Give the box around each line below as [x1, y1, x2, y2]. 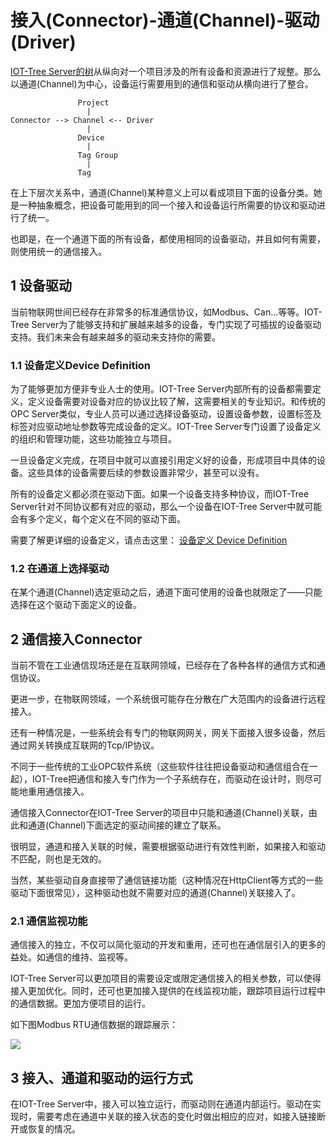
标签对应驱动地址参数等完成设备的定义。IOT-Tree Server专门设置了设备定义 [10, 421, 322, 433]
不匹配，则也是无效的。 [10, 853, 107, 865]
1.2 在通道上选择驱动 [10, 561, 110, 575]
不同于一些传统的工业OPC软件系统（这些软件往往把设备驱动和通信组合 [10, 761, 301, 773]
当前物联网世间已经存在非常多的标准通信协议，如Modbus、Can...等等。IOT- [10, 306, 323, 318]
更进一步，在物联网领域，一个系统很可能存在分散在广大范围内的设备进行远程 [10, 693, 326, 705]
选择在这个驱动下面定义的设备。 [10, 599, 142, 611]
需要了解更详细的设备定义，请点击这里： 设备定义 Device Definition [10, 534, 288, 546]
